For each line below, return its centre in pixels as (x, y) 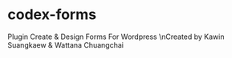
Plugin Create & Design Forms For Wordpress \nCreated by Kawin (116, 37)
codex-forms (52, 15)
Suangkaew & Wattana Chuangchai (65, 44)
